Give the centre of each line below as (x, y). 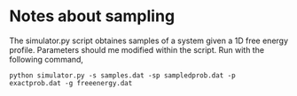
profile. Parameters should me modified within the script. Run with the (137, 49)
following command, (47, 59)
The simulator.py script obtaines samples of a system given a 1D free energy (149, 41)
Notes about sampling (92, 16)
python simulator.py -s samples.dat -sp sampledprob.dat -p (123, 75)
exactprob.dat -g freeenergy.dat (71, 83)
